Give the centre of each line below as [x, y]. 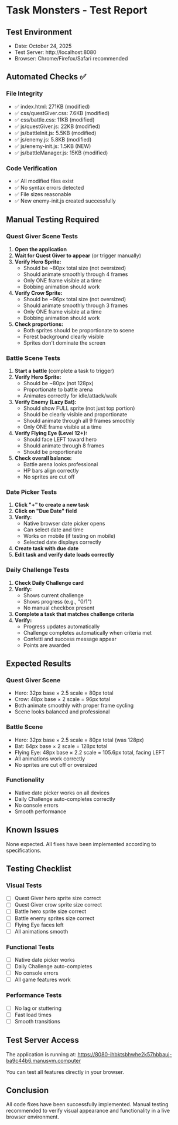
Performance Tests [34, 995]
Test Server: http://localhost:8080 [55, 52]
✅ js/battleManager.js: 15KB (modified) [61, 153]
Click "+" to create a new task [52, 505]
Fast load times [33, 1015]
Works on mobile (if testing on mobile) [69, 536]
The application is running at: [41, 1054]
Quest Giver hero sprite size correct [58, 898]
